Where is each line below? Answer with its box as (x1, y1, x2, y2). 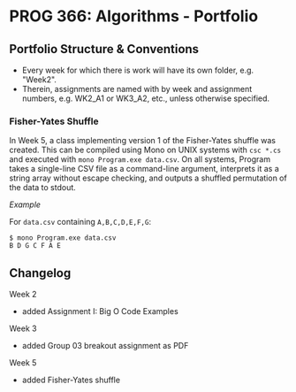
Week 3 (9, 323, 37, 334)
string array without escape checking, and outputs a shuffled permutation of (9, 173, 287, 183)
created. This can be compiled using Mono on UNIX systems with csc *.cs (9, 144, 282, 156)
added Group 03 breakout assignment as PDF (21, 341, 189, 351)
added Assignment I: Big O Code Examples (21, 306, 178, 317)
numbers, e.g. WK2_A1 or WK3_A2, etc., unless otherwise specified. (21, 93, 270, 104)
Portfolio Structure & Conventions (9, 42, 200, 57)
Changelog (9, 265, 72, 281)
